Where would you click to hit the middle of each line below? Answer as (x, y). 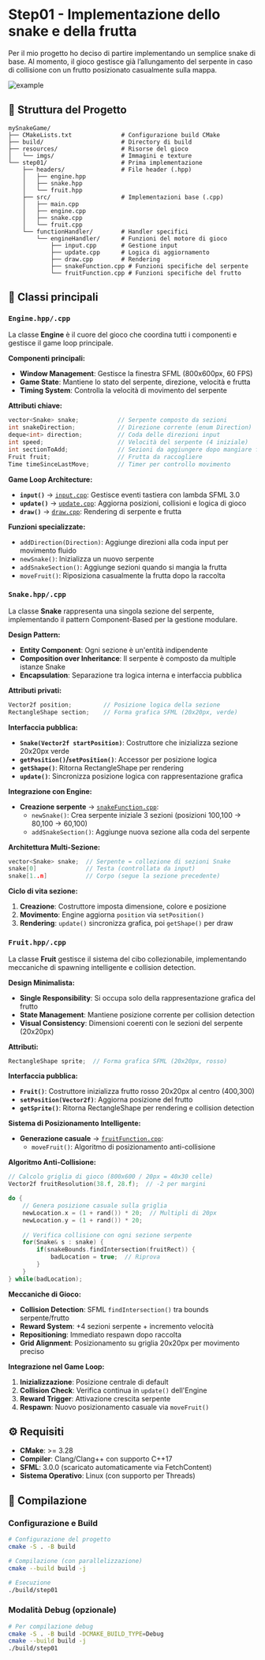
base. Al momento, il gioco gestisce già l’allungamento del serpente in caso (131, 62)
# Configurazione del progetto (60, 1539)
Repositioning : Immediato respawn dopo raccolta (101, 1334)
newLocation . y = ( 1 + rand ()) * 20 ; (83, 1220)
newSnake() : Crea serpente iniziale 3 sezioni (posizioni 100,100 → (136, 815)
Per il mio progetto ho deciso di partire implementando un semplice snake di (132, 53)
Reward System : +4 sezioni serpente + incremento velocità (117, 1326)
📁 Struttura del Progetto (68, 110)
